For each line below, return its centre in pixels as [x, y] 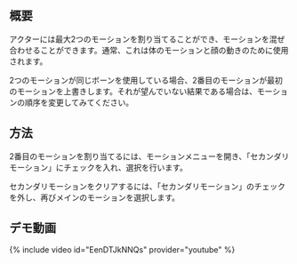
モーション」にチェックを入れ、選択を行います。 [99, 167]
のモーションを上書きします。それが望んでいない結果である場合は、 [133, 91]
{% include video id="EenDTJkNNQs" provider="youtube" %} [122, 250]
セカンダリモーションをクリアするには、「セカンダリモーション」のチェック [148, 186]
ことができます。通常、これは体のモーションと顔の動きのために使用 [164, 50]
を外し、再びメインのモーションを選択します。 [95, 197]
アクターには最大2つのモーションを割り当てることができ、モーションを [139, 39]
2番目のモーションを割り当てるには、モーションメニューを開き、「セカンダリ [149, 156]
